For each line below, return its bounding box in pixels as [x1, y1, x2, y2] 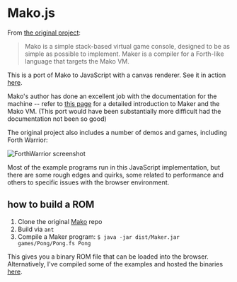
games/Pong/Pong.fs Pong [17, 240, 91, 247]
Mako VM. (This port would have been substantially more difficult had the [7, 107, 221, 115]
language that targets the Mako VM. [24, 57, 129, 65]
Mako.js [7, 5, 55, 21]
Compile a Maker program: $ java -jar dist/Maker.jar [17, 232, 180, 241]
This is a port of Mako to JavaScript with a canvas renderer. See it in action [7, 71, 226, 79]
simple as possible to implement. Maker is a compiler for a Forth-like [24, 49, 224, 58]
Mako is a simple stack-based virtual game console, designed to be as [24, 42, 230, 50]
